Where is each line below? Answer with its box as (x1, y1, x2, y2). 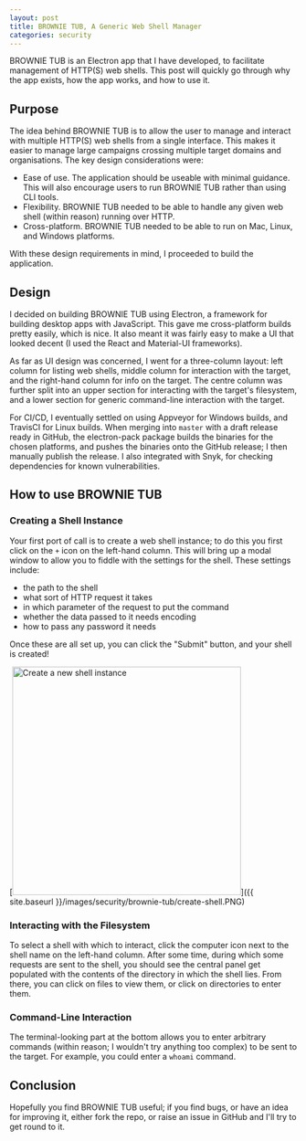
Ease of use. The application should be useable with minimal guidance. (22, 173, 290, 184)
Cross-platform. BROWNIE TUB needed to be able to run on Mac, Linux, (22, 221, 293, 232)
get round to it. (9, 1121, 66, 1133)
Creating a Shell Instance (9, 514, 123, 527)
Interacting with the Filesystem (9, 919, 151, 932)
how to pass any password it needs (22, 620, 157, 631)
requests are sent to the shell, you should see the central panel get (9, 958, 261, 969)
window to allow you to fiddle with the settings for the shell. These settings (9, 555, 291, 565)
